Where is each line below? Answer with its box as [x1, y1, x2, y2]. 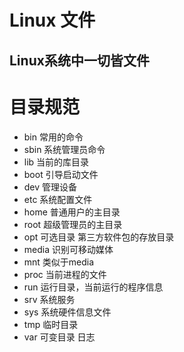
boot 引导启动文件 [23, 168, 99, 180]
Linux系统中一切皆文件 [9, 52, 150, 69]
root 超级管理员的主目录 [23, 218, 123, 230]
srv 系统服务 [23, 293, 76, 305]
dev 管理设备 [23, 181, 78, 193]
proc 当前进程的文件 [23, 268, 107, 280]
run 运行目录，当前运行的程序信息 [23, 281, 164, 293]
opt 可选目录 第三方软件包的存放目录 [23, 231, 175, 243]
